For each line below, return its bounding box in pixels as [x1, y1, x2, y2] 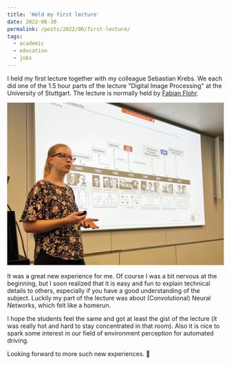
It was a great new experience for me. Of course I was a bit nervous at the [7, 272, 217, 280]
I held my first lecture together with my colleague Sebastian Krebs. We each [7, 74, 223, 82]
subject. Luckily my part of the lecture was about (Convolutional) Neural [7, 294, 211, 302]
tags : [7, 33, 23, 40]
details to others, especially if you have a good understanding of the [7, 286, 201, 295]
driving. [7, 336, 29, 344]
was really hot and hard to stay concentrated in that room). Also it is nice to [7, 322, 220, 330]
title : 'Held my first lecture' [7, 11, 100, 18]
